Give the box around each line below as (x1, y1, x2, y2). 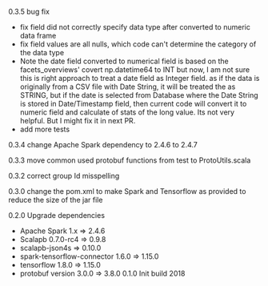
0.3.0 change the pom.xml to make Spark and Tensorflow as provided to (8, 187, 246, 195)
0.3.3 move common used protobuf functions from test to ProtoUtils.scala (8, 155, 251, 165)
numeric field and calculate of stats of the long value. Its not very (19, 107, 234, 117)
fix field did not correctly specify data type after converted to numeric (19, 22, 250, 31)
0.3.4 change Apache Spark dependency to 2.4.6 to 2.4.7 (8, 140, 198, 149)
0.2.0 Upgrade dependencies (8, 211, 106, 220)
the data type (19, 48, 65, 57)
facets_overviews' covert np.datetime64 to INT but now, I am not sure (19, 65, 250, 75)
